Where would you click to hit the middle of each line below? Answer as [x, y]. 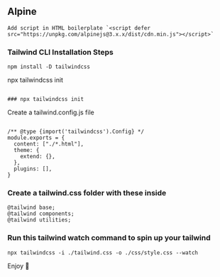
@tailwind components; [41, 214]
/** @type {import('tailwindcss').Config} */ [76, 132]
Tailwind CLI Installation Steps [60, 52]
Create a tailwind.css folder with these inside [87, 193]
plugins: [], [33, 169]
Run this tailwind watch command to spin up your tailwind [109, 238]
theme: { [27, 151]
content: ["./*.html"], [49, 144]
